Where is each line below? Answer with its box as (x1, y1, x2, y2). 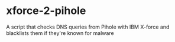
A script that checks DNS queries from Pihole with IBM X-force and (6, 23, 170, 30)
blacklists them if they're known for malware (6, 29, 114, 36)
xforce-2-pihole (6, 4, 86, 17)
